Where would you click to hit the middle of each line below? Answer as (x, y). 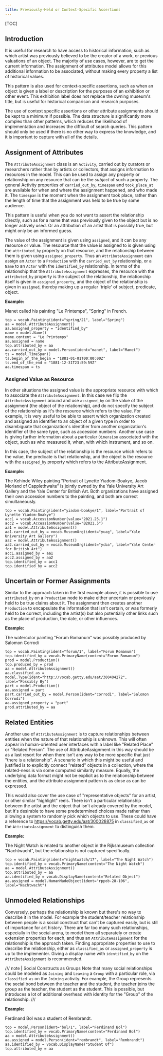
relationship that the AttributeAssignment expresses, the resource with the (80, 271)
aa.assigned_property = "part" (37, 703)
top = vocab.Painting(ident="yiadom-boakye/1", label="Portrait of (75, 510)
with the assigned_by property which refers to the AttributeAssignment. (76, 462)
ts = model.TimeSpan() (28, 354)
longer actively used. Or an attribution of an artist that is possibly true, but (79, 226)
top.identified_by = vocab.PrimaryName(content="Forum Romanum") (72, 656)
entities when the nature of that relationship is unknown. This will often (76, 739)
